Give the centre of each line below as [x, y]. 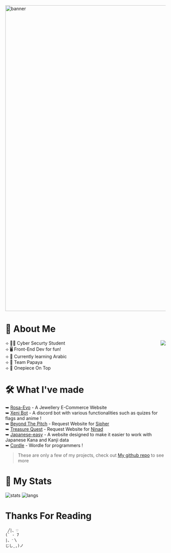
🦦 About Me [31, 329]
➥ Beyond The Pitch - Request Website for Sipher [57, 424]
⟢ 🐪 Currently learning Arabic [36, 356]
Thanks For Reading [48, 516]
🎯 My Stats [28, 481]
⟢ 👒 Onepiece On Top [28, 368]
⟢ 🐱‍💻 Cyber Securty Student [35, 343]
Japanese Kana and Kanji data [37, 440]
